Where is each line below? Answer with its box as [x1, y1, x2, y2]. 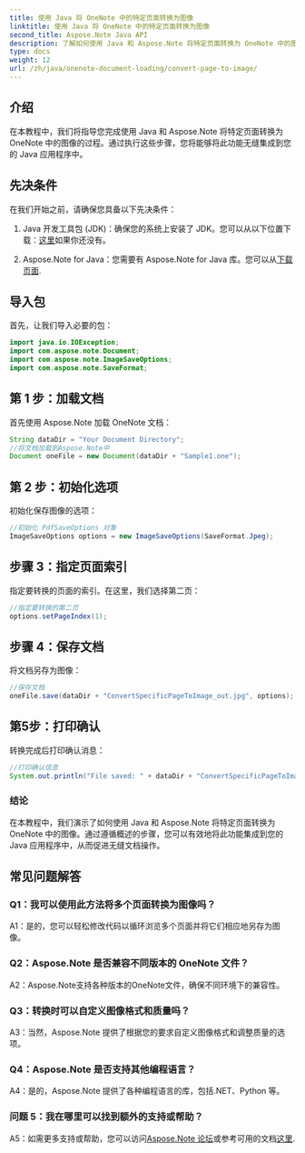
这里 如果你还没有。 [38, 234, 111, 246]
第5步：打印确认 [9, 719, 102, 735]
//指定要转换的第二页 [9, 603, 79, 612]
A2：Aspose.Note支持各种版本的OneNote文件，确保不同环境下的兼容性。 [9, 979, 285, 990]
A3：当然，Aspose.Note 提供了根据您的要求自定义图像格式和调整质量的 [9, 1027, 278, 1038]
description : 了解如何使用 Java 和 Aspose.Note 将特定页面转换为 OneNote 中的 [9, 38, 291, 48]
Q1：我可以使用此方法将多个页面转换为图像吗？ [9, 898, 216, 911]
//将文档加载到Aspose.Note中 [9, 443, 111, 453]
